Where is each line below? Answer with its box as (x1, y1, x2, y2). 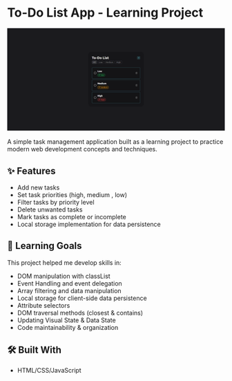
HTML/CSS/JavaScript (17, 366, 81, 374)
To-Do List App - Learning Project (7, 5, 204, 21)
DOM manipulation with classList (17, 272, 110, 280)
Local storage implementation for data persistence (17, 220, 161, 228)
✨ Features (7, 165, 56, 177)
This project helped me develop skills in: (7, 258, 122, 267)
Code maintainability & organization (17, 323, 119, 331)
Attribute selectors (17, 301, 70, 309)
